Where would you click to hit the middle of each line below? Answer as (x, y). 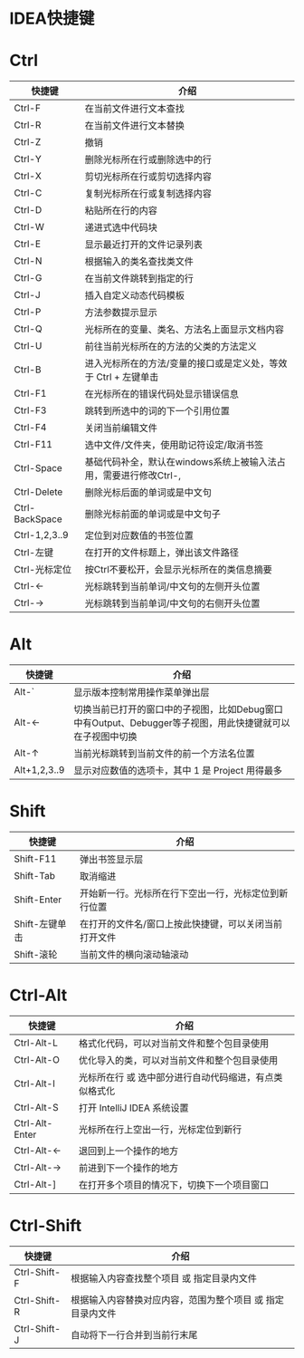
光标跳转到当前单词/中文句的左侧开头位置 (172, 587)
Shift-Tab (35, 876)
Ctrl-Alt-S (36, 1107)
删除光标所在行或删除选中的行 (148, 159)
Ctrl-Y (28, 159)
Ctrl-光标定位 (43, 570)
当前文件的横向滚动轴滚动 (134, 954)
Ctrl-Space (38, 468)
